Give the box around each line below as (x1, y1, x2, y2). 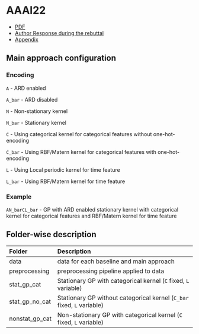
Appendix (14, 36, 38, 43)
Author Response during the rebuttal (14, 29, 104, 36)
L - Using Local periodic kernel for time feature (6, 166, 120, 173)
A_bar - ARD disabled (6, 96, 58, 103)
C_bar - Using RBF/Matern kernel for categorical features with (6, 148, 157, 155)
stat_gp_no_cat (9, 297, 52, 305)
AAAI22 (6, 4, 46, 17)
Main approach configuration (6, 53, 117, 63)
